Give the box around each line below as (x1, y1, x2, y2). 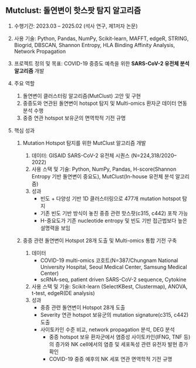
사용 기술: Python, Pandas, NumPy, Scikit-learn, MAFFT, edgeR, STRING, (13, 35, 189, 42)
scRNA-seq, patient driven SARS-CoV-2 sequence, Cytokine (40, 276, 187, 283)
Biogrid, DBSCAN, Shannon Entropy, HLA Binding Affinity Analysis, (13, 41, 175, 48)
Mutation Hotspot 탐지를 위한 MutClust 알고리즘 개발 (22, 139, 146, 146)
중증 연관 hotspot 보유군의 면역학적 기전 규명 (22, 114, 126, 121)
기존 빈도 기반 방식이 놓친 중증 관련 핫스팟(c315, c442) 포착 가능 (40, 210, 188, 217)
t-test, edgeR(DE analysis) (31, 289, 95, 296)
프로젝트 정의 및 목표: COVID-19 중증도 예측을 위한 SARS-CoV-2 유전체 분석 (13, 59, 190, 67)
